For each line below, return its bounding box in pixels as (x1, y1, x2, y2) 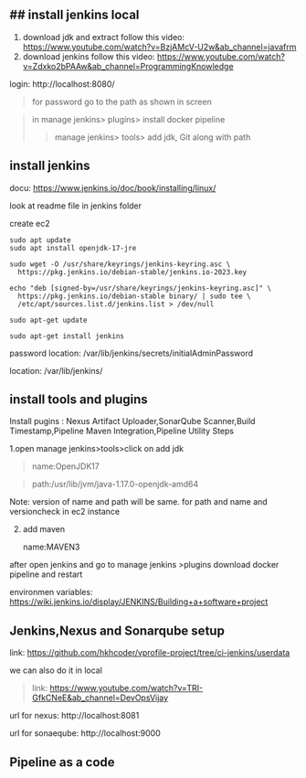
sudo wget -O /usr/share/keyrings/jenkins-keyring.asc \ (9, 260, 231, 269)
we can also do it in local (9, 665, 103, 676)
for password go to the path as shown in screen (31, 96, 212, 107)
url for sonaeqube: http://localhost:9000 (9, 728, 162, 739)
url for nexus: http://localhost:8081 (9, 710, 140, 721)
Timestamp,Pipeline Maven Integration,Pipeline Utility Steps (9, 425, 235, 437)
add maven (22, 524, 66, 535)
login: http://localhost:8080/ (9, 78, 116, 90)
